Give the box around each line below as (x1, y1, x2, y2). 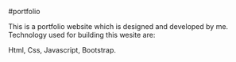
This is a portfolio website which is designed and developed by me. (8, 22, 229, 31)
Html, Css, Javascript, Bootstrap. (8, 46, 117, 54)
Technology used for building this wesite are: (8, 31, 156, 39)
